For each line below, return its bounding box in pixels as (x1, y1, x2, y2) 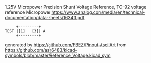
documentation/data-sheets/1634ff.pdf (5, 15, 85, 20)
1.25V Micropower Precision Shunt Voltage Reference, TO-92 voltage (5, 4, 147, 10)
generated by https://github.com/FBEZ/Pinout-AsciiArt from (5, 42, 127, 48)
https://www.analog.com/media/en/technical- (51, 9, 145, 15)
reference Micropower (5, 9, 51, 15)
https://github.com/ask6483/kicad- (5, 47, 78, 53)
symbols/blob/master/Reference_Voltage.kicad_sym (5, 52, 111, 58)
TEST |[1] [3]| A (5, 29, 46, 34)
